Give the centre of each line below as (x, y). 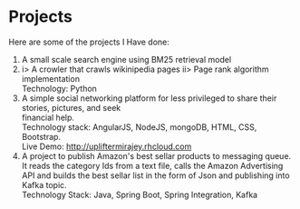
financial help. (48, 117)
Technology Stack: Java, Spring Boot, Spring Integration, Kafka (140, 194)
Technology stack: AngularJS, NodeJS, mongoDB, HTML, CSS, (139, 127)
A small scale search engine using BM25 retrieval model (126, 59)
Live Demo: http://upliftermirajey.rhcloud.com (106, 146)
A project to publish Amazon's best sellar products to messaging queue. (156, 155)
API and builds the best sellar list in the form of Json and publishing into (156, 175)
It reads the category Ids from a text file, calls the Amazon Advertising (152, 165)
